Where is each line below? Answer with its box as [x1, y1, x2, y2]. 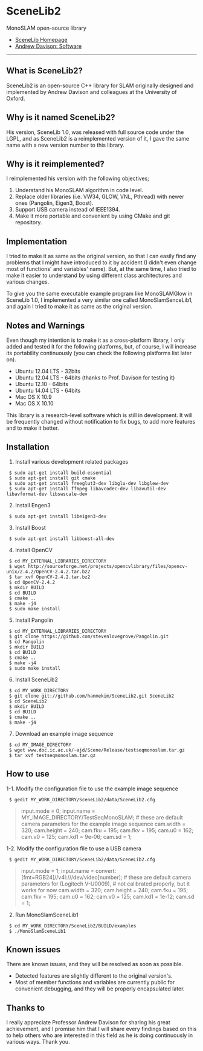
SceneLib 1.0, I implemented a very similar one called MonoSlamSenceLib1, [6, 296, 193, 304]
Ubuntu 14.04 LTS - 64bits [14, 387, 81, 394]
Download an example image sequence [14, 730, 114, 737]
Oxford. [6, 95, 25, 102]
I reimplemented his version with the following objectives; [6, 175, 150, 182]
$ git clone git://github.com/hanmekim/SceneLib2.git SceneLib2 [8, 693, 174, 699]
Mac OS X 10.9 [14, 393, 53, 401]
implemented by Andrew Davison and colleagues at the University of [6, 88, 177, 95]
